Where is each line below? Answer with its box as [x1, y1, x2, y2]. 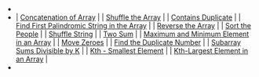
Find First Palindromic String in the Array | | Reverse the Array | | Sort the [15, 21, 251, 30]
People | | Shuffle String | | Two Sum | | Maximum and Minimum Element [15, 29, 250, 38]
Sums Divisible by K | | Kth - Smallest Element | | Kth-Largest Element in [15, 46, 249, 55]
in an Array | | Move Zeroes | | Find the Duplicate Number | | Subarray [15, 38, 242, 47]
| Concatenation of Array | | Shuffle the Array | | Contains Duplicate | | [15, 13, 241, 22]
